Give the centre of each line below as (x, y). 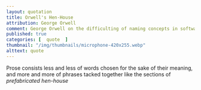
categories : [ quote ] (37, 40)
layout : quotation (29, 12)
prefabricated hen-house (37, 80)
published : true (26, 34)
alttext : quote (25, 51)
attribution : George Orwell (41, 23)
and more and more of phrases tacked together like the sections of (89, 74)
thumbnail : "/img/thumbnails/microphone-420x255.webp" (76, 46)
